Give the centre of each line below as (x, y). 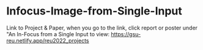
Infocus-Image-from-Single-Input (94, 11)
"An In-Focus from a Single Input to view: (58, 34)
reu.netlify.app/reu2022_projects (48, 40)
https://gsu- (126, 34)
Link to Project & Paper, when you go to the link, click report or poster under (102, 28)
